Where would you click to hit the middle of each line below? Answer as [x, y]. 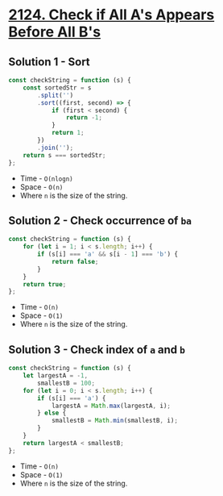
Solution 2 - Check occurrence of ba [100, 221]
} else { [52, 413]
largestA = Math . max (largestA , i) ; [111, 406]
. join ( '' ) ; [56, 148]
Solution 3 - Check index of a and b [97, 350]
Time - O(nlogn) [47, 178]
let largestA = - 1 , [56, 376]
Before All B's [55, 32]
